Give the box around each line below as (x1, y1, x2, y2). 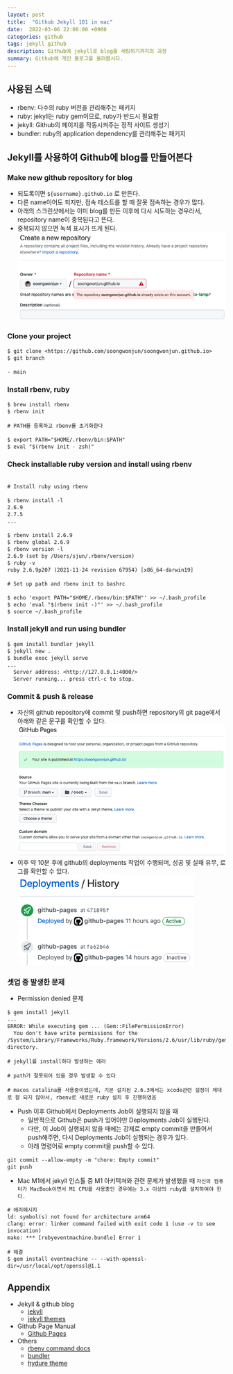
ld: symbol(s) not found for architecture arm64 (7, 1214, 150, 1220)
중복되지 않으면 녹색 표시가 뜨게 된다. (17, 224, 118, 233)
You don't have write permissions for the (13, 1030, 138, 1037)
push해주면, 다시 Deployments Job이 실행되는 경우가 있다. (27, 1133, 189, 1142)
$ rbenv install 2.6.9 (7, 531, 73, 538)
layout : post (7, 11, 45, 18)
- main (7, 368, 26, 375)
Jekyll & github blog (17, 1300, 74, 1308)
